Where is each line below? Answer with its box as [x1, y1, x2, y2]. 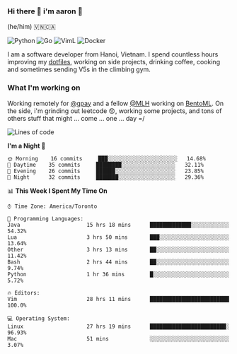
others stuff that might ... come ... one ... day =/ [7, 114, 145, 122]
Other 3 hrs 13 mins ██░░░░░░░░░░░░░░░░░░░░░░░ [7, 246, 230, 253]
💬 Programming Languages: [7, 215, 83, 222]
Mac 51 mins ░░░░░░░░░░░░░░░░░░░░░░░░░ [7, 335, 230, 342]
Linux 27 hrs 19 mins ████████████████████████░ [7, 323, 230, 330]
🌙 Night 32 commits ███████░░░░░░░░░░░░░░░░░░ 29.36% [7, 173, 204, 181]
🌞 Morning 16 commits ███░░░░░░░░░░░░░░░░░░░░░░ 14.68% [7, 155, 207, 162]
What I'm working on [7, 83, 81, 93]
